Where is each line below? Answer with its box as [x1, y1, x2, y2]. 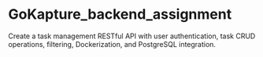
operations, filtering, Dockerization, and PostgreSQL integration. [8, 39, 217, 48]
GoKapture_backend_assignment [8, 5, 232, 23]
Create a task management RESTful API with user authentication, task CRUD [8, 31, 256, 41]
